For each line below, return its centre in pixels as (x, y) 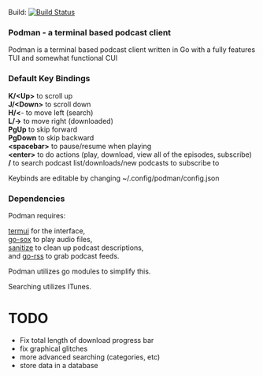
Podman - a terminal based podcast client (90, 32)
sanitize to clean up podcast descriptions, (76, 248)
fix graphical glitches (54, 348)
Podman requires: (37, 215)
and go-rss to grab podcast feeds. (64, 255)
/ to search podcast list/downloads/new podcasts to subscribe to (114, 162)
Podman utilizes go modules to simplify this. (80, 271)
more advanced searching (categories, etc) (90, 357)
